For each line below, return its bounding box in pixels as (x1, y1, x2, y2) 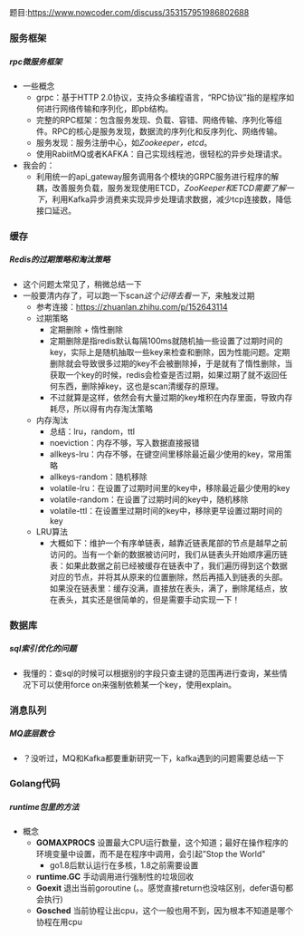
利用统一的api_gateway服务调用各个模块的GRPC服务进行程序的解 (35, 170, 280, 182)
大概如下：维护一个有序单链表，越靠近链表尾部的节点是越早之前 (49, 537, 288, 548)
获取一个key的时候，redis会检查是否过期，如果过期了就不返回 (49, 369, 280, 380)
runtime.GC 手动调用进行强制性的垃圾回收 (35, 872, 195, 883)
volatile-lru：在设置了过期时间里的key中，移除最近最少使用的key (49, 482, 290, 493)
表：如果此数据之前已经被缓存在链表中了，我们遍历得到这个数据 (49, 560, 288, 571)
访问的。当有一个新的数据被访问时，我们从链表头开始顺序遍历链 (49, 548, 288, 559)
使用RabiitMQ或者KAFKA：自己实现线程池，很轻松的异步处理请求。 (35, 148, 288, 159)
